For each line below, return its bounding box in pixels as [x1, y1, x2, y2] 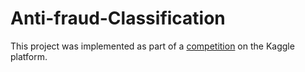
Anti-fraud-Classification [10, 7, 226, 30]
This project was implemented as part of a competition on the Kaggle [10, 40, 295, 52]
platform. [10, 50, 48, 62]
